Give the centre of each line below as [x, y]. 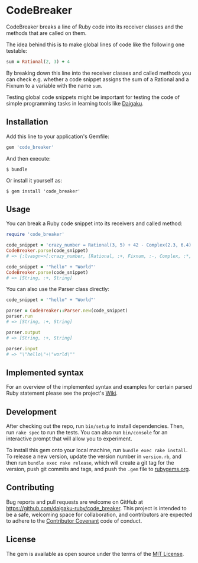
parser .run [20, 316]
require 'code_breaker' [35, 235]
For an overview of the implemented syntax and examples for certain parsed [99, 387]
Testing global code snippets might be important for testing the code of [93, 97]
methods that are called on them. [46, 33]
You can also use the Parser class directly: [58, 289]
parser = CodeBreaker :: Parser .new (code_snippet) [67, 311]
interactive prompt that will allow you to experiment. [69, 439]
